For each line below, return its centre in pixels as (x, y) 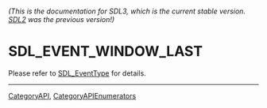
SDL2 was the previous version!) (62, 19)
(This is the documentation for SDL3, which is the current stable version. (127, 11)
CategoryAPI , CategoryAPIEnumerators (72, 95)
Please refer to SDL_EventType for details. (77, 73)
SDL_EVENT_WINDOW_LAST (106, 51)
